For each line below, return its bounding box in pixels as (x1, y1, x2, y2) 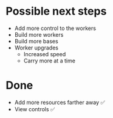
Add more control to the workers (14, 24, 97, 32)
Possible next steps (5, 4, 107, 18)
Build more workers (14, 31, 64, 38)
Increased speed (23, 50, 66, 57)
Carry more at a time (23, 57, 75, 64)
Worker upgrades (14, 44, 59, 51)
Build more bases (14, 37, 58, 45)
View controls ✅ (14, 105, 55, 112)
